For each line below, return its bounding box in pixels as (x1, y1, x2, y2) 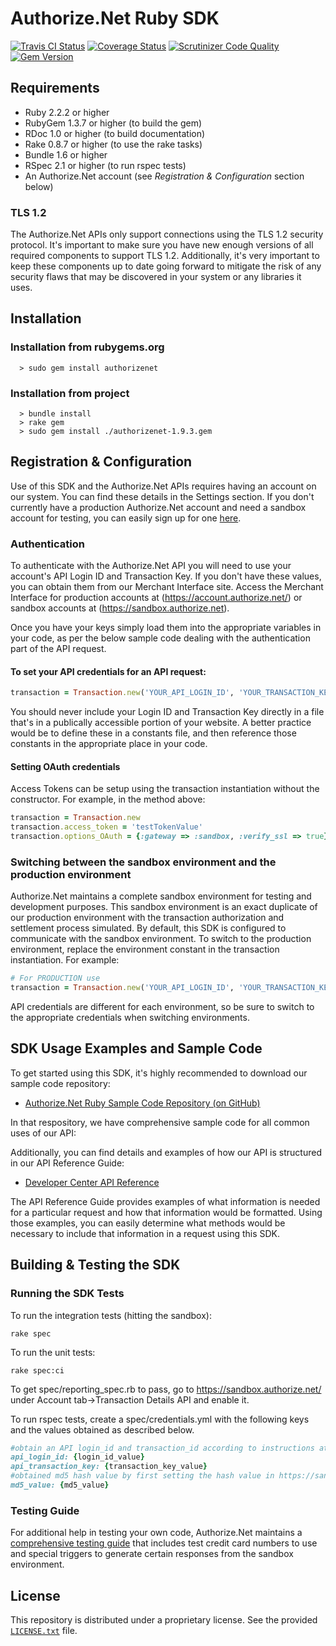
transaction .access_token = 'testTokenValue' (10, 822, 203, 832)
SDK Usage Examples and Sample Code (10, 1040, 263, 1057)
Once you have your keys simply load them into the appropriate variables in (10, 622, 322, 634)
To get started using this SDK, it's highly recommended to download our (10, 1067, 308, 1079)
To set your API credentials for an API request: (10, 665, 207, 677)
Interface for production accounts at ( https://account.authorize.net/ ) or (10, 592, 303, 604)
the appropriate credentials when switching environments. (10, 1012, 250, 1024)
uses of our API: (10, 1127, 77, 1139)
